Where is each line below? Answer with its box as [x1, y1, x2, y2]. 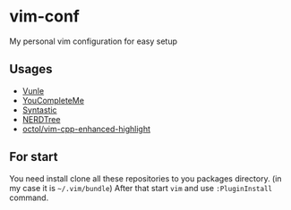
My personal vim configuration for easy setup [9, 36, 177, 46]
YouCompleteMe [21, 95, 85, 105]
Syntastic [21, 105, 57, 115]
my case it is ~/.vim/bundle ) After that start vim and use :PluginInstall [9, 182, 273, 193]
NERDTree [21, 113, 61, 124]
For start [9, 149, 58, 164]
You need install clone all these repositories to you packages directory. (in [9, 172, 282, 184]
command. [9, 192, 49, 203]
